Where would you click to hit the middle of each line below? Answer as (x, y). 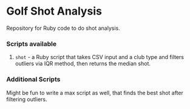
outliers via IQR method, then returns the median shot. (83, 64)
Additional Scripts (33, 79)
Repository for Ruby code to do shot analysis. (63, 28)
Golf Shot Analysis (54, 11)
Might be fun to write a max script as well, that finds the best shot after (95, 93)
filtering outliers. (27, 99)
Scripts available (31, 44)
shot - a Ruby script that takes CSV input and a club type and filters (99, 57)
